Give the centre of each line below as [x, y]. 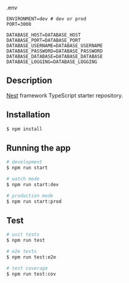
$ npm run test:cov [31, 274]
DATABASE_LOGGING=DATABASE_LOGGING [52, 62]
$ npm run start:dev [33, 184]
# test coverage [27, 268]
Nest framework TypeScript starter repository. [65, 95]
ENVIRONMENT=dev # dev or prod [46, 19]
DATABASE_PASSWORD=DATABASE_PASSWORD [55, 51]
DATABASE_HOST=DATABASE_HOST [44, 35]
